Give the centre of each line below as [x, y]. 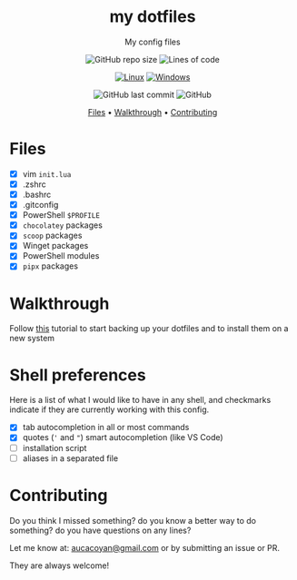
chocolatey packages [62, 225]
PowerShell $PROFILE [61, 215]
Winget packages [55, 246]
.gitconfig [40, 205]
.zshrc [35, 184]
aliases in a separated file [70, 458]
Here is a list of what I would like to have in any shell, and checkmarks [140, 400]
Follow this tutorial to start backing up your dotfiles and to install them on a [149, 329]
